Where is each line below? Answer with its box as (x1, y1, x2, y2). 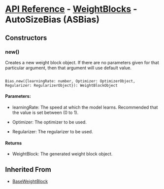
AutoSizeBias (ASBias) (5, 14, 100, 25)
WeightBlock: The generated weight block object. (12, 151, 113, 157)
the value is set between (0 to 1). (12, 110, 79, 115)
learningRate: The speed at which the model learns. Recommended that (12, 105, 158, 111)
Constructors (5, 34, 47, 42)
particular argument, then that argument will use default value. (5, 65, 132, 71)
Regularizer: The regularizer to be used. (12, 129, 93, 135)
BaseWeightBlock (12, 179, 48, 185)
